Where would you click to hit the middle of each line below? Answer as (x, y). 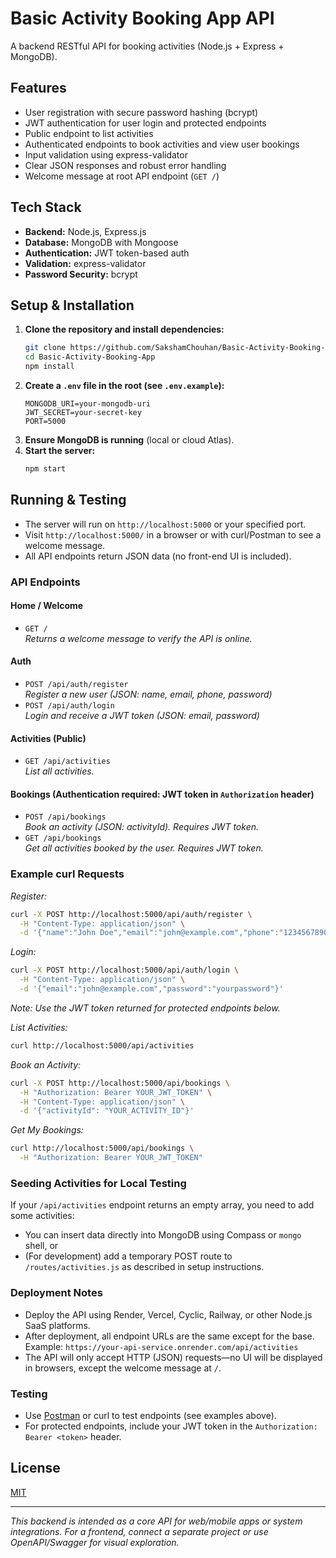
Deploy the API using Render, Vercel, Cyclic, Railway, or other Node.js (168, 1314)
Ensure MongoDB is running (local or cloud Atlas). (129, 440)
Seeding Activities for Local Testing (98, 1184)
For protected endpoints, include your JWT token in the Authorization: (171, 1426)
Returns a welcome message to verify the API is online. (138, 638)
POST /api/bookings (65, 817)
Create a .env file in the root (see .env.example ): (124, 385)
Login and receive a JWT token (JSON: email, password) (142, 716)
